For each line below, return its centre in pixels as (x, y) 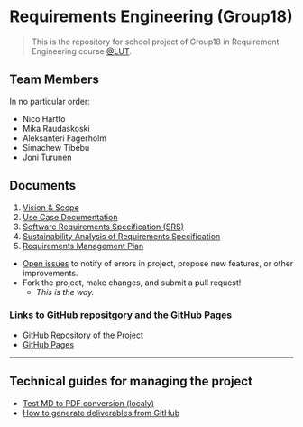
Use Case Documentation (70, 217)
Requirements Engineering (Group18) (151, 17)
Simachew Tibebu (56, 147)
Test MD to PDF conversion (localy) (88, 403)
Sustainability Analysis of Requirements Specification (121, 236)
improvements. (50, 273)
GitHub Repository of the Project (83, 335)
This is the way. (65, 292)
